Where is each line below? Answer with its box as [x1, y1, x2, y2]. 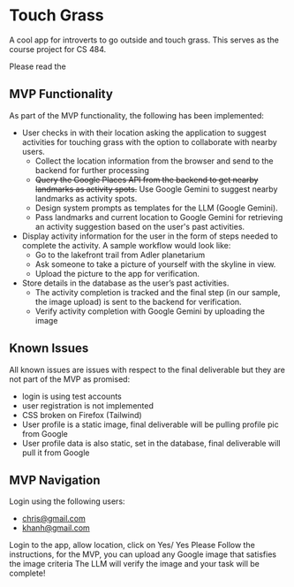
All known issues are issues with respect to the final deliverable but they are [9, 364, 285, 375]
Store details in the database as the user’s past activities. [21, 278, 230, 288]
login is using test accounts [21, 391, 122, 401]
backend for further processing [34, 164, 150, 175]
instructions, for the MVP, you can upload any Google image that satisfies [9, 549, 276, 560]
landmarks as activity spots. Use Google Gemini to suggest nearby [34, 183, 278, 194]
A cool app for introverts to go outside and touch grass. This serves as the [9, 34, 280, 45]
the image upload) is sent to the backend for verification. [34, 296, 242, 307]
